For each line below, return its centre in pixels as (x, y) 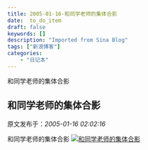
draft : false (27, 27)
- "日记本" (34, 60)
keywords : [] (27, 34)
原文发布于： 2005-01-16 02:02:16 (57, 124)
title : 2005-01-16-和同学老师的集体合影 (62, 14)
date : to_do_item (34, 21)
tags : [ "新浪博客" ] (34, 47)
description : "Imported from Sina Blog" (68, 40)
